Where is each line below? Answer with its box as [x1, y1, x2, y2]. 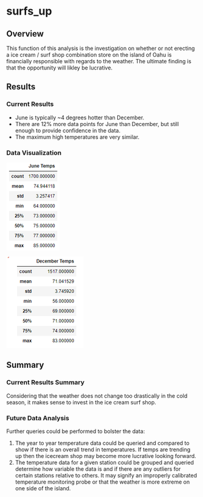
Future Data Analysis [6, 414, 70, 422]
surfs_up [6, 4, 52, 18]
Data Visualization [6, 148, 62, 157]
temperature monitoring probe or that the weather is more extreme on [15, 478, 190, 485]
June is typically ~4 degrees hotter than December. [15, 114, 145, 121]
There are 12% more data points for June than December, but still [15, 120, 179, 127]
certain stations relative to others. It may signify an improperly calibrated [15, 471, 198, 479]
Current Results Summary [6, 378, 85, 387]
